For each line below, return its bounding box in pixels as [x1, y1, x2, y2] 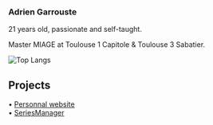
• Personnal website [8, 100, 75, 109]
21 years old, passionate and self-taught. [8, 25, 142, 34]
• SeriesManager [8, 108, 65, 118]
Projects [8, 78, 51, 92]
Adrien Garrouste [8, 6, 77, 18]
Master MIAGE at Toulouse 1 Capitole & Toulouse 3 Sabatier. [8, 40, 206, 49]
